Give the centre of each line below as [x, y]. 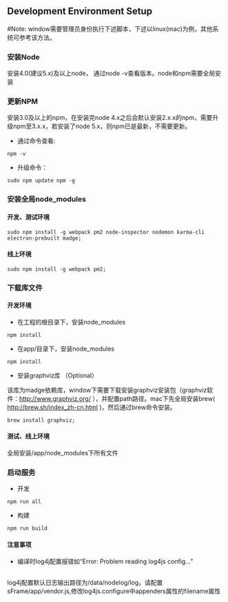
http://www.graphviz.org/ [55, 398]
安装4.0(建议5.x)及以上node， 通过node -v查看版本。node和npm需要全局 [111, 73]
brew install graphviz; [41, 420]
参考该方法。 [37, 37]
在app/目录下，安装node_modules [66, 349]
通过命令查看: [36, 141]
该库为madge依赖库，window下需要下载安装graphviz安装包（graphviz [107, 390]
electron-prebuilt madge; [44, 238]
